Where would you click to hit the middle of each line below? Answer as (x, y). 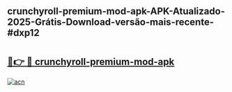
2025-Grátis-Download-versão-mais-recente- (111, 22)
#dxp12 (23, 33)
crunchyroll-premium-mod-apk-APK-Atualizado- (116, 11)
